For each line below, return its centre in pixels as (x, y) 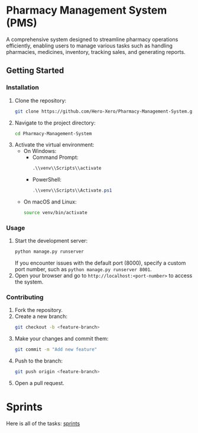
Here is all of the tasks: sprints (43, 424)
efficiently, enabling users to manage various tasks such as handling (90, 46)
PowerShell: (47, 180)
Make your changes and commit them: (61, 339)
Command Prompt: (55, 157)
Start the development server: (51, 241)
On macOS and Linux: (50, 202)
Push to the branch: (39, 361)
